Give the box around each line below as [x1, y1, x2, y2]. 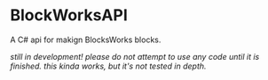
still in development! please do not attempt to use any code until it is [10, 51, 260, 62]
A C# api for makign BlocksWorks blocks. [10, 34, 162, 45]
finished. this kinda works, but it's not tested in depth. [10, 61, 207, 71]
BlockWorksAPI [10, 5, 128, 25]
